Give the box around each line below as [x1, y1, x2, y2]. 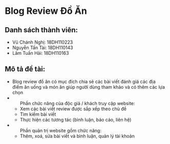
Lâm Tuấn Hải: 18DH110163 [12, 50, 69, 56]
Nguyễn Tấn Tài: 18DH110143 [12, 45, 73, 51]
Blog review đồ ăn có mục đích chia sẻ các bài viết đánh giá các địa [12, 78, 156, 85]
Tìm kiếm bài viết [19, 111, 56, 117]
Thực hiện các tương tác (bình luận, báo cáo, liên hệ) [19, 116, 132, 122]
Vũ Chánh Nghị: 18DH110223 [12, 39, 73, 45]
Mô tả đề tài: [5, 65, 46, 74]
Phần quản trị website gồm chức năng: [19, 127, 102, 133]
